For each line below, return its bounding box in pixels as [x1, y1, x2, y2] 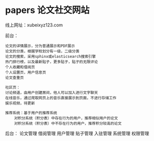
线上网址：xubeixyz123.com [5, 22, 63, 28]
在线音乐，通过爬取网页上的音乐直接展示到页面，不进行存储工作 [5, 95, 117, 100]
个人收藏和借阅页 [5, 64, 35, 70]
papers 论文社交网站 [5, 4, 90, 16]
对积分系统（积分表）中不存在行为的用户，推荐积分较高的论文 [14, 121, 122, 126]
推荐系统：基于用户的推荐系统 [5, 110, 57, 115]
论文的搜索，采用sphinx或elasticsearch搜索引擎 [5, 54, 96, 59]
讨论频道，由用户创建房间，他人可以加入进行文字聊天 [5, 90, 98, 95]
